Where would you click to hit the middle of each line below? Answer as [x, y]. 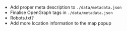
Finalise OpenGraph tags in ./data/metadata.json [61, 12]
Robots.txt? [22, 18]
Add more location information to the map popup [61, 23]
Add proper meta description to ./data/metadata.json [66, 7]
